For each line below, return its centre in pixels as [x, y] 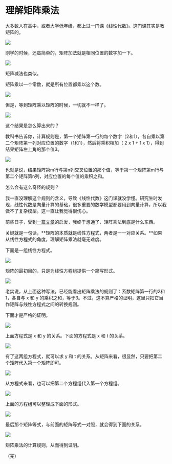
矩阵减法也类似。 [23, 73]
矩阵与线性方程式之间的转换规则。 [46, 304]
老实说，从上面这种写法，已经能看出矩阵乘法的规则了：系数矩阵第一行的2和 [85, 291]
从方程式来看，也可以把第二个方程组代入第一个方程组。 [63, 383]
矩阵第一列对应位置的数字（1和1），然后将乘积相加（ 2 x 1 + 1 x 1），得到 [89, 142]
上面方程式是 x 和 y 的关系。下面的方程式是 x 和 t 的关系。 [67, 335]
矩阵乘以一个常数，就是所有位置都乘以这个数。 [55, 84]
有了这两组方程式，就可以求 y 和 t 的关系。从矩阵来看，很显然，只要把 [79, 356]
